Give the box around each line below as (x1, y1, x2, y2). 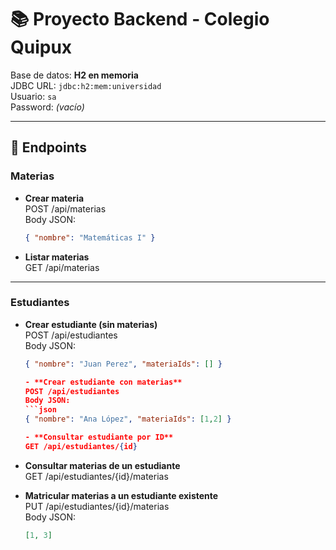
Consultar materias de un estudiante (24, 459, 181, 471)
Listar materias (24, 251, 90, 263)
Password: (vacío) (10, 101, 85, 113)
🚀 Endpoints (10, 139, 88, 156)
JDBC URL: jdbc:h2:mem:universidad (10, 79, 162, 91)
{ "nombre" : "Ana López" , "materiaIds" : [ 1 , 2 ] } (24, 414, 232, 425)
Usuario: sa (10, 90, 57, 102)
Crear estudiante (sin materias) (24, 318, 158, 330)
